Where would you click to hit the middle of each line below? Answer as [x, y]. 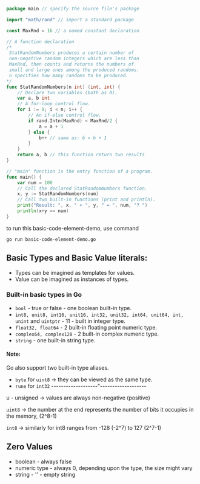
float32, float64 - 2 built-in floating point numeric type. [86, 327]
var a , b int [34, 98]
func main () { [24, 177]
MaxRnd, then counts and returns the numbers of [72, 64]
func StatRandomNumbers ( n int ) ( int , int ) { [63, 87]
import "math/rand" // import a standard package [70, 19]
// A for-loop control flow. [54, 104]
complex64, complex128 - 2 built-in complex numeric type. [87, 334]
